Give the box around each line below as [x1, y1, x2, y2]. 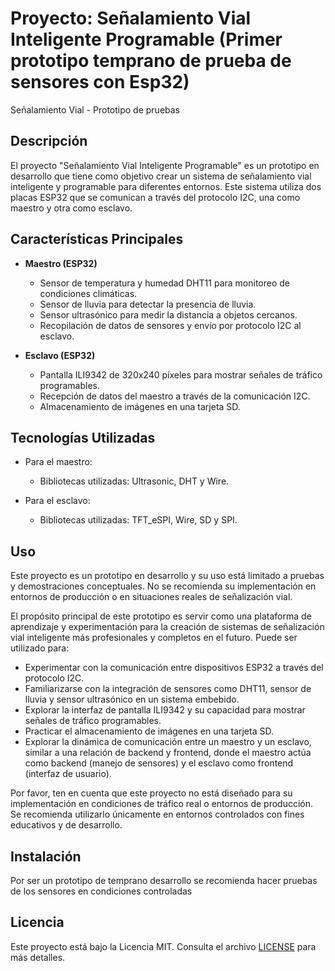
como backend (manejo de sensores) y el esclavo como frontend [24, 757, 294, 769]
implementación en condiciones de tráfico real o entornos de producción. [10, 798, 314, 810]
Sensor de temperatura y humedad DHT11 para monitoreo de [39, 277, 291, 289]
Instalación [10, 848, 82, 865]
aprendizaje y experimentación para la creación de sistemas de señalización [10, 621, 325, 633]
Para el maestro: [24, 456, 93, 468]
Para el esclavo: [24, 495, 91, 507]
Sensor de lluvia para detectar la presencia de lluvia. [39, 298, 257, 310]
